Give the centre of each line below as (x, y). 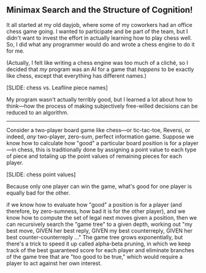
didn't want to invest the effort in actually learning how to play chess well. (99, 38)
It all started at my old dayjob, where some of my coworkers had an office (99, 24)
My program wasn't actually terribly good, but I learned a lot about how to (100, 99)
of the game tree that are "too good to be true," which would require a (94, 256)
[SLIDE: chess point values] (41, 174)
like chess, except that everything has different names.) (77, 75)
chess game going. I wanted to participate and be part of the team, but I (97, 31)
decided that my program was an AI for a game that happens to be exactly (100, 69)
